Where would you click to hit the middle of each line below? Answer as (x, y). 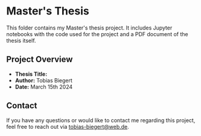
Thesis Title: (31, 74)
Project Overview (40, 59)
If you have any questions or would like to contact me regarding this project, (101, 120)
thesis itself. (21, 40)
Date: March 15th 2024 (44, 87)
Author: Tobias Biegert (43, 80)
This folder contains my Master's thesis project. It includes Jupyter (89, 28)
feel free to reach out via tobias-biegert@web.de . (68, 126)
